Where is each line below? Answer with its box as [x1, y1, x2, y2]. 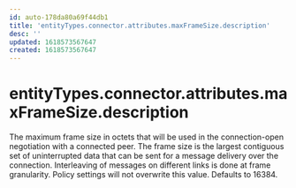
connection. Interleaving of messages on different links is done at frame [9, 160, 271, 170]
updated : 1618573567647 [9, 37, 97, 47]
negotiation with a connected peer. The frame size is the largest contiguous [9, 141, 285, 152]
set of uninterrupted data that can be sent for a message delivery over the [9, 151, 279, 162]
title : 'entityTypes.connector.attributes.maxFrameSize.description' [9, 21, 271, 30]
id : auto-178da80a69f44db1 [9, 12, 109, 22]
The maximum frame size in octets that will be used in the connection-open [9, 132, 285, 142]
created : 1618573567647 [9, 46, 97, 55]
